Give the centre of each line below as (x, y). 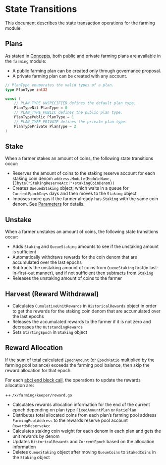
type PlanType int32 (27, 90)
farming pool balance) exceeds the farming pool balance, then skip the (77, 365)
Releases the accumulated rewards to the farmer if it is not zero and (82, 321)
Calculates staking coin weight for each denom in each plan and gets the (87, 431)
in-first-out (24, 273)
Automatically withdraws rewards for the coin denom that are (75, 257)
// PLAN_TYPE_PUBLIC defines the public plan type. (68, 113)
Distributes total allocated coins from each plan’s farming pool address (84, 415)
